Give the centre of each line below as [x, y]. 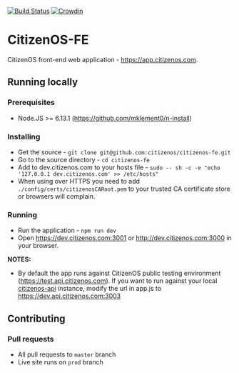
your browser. [38, 246]
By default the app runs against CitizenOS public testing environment [119, 273]
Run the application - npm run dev [67, 230]
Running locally [43, 82]
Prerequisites [31, 102]
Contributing [36, 318]
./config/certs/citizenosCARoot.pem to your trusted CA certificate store [124, 189]
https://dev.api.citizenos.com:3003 [69, 296]
